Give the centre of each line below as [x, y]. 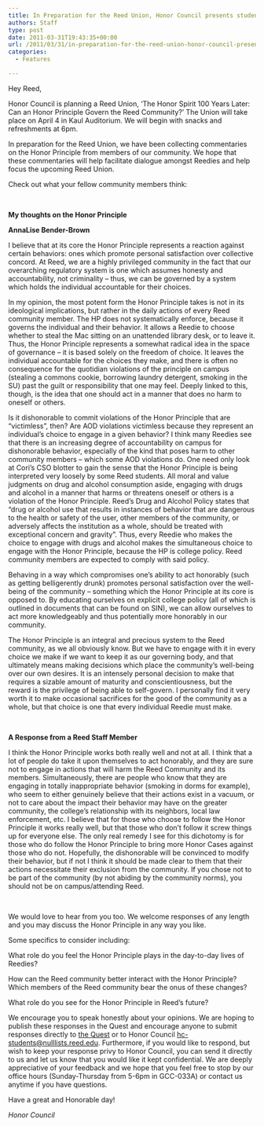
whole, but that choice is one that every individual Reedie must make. [121, 706]
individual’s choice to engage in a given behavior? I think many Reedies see [130, 434]
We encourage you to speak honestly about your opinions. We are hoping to [131, 1018]
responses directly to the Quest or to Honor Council [92, 1034]
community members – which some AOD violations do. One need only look [129, 459]
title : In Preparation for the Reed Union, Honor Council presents [121, 15]
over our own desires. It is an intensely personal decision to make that [121, 673]
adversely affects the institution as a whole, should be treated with [116, 526]
